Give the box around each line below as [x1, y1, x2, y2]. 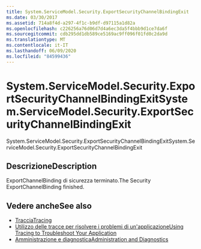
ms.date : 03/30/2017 [6, 14, 58, 20]
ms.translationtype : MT [6, 37, 66, 43]
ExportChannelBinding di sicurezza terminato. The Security [6, 177, 151, 184]
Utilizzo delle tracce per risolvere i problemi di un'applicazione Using [14, 223, 184, 230]
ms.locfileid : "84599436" [6, 53, 71, 59]
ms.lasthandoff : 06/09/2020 [6, 48, 77, 54]
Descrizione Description [6, 161, 97, 171]
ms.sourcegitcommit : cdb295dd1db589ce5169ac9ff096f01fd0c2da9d [6, 31, 168, 37]
